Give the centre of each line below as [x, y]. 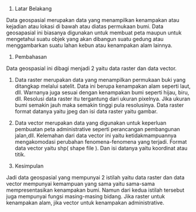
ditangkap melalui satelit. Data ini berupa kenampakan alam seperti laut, [103, 86]
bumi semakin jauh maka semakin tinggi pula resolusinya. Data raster [99, 105]
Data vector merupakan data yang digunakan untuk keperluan [90, 123]
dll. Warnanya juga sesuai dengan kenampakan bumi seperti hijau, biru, [102, 92]
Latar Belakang [33, 9]
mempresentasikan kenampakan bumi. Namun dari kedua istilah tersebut [95, 190]
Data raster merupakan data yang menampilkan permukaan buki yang [100, 80]
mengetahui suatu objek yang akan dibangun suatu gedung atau [85, 39]
